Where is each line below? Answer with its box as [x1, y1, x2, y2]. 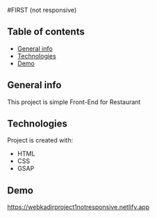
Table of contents [7, 26, 85, 37]
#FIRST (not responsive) [7, 6, 77, 14]
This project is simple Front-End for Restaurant [7, 97, 141, 106]
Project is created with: [7, 136, 74, 144]
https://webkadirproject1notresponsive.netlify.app [7, 203, 150, 211]
